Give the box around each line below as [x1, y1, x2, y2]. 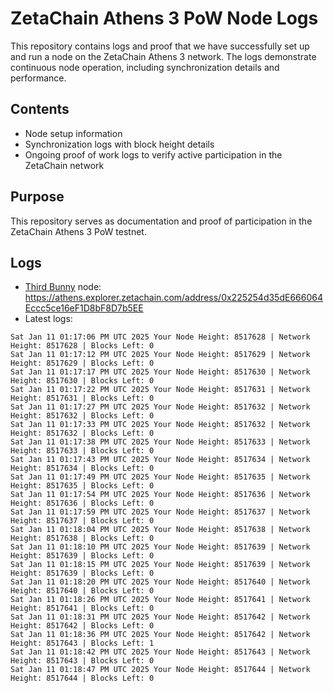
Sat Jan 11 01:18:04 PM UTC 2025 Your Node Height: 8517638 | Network [10, 525, 311, 535]
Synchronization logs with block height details [24, 138, 215, 150]
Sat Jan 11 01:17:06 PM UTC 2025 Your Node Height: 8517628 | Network [10, 332, 311, 342]
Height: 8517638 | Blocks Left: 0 [10, 533, 155, 544]
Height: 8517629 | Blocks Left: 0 [10, 358, 155, 369]
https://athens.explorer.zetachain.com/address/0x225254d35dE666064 [24, 292, 323, 304]
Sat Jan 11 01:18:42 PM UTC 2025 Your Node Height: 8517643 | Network [10, 647, 311, 657]
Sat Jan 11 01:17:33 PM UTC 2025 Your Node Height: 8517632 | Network [10, 420, 311, 430]
